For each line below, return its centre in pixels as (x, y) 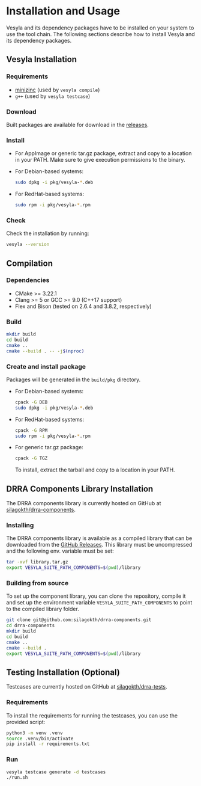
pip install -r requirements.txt (48, 744)
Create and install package (46, 366)
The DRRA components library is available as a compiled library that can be (99, 538)
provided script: (26, 722)
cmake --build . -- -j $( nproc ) (45, 351)
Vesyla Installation (41, 59)
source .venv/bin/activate (40, 738)
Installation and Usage (63, 11)
